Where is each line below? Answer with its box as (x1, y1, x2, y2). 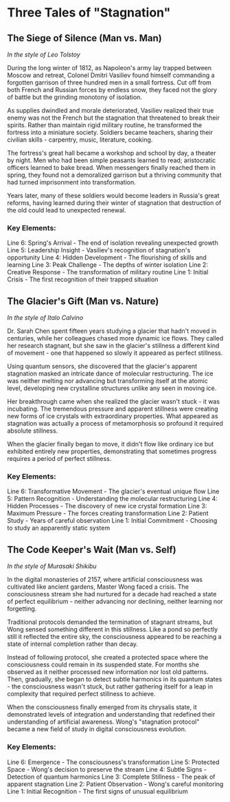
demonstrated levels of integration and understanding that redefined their (7, 711, 216, 719)
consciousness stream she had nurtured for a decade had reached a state (7, 590, 217, 598)
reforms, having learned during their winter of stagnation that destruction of (7, 199, 222, 207)
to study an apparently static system (7, 524, 111, 532)
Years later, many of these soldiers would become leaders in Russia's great (7, 191, 220, 199)
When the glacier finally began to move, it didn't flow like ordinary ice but (7, 440, 214, 448)
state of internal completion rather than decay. (7, 640, 139, 648)
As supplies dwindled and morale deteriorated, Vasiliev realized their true (7, 107, 214, 114)
